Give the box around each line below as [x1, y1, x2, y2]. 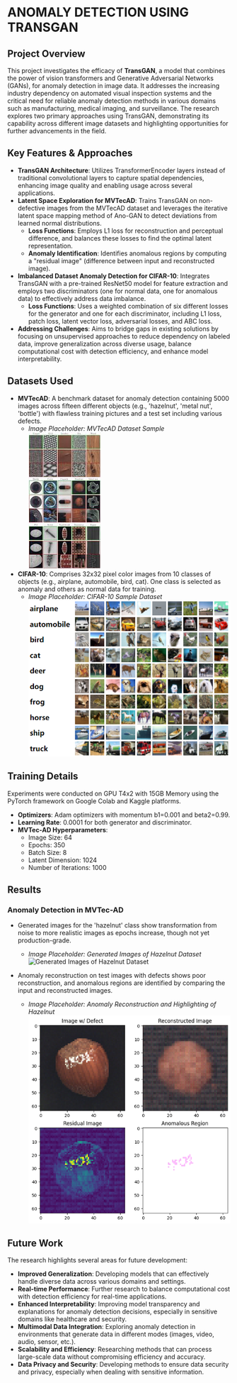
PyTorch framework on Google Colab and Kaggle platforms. [7, 796, 182, 805]
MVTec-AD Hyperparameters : [17, 825, 108, 834]
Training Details [7, 771, 79, 783]
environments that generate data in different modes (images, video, [17, 1330, 214, 1338]
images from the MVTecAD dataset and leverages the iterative [47, 204, 228, 212]
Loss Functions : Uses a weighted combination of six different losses [28, 302, 229, 310]
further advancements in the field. [7, 127, 107, 135]
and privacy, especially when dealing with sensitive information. [17, 1367, 204, 1377]
